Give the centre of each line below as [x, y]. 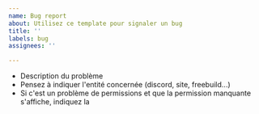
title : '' [25, 31]
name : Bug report [38, 16]
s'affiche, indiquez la [55, 102]
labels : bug [28, 38]
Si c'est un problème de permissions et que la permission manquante [136, 93]
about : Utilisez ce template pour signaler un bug [96, 23]
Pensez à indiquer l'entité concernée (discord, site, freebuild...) [125, 85]
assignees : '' [32, 46]
